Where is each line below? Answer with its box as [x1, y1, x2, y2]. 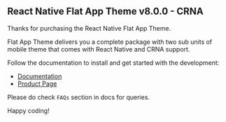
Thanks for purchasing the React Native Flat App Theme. [7, 24, 171, 32]
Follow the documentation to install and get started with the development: [7, 59, 220, 67]
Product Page [17, 79, 57, 88]
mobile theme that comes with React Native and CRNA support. [7, 45, 190, 53]
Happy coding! [7, 106, 50, 114]
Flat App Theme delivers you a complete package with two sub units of [7, 38, 213, 46]
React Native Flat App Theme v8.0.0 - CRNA [7, 6, 204, 17]
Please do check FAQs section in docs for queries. [7, 93, 150, 101]
